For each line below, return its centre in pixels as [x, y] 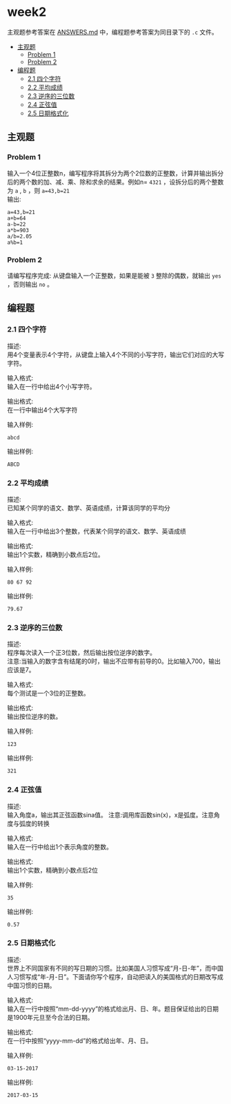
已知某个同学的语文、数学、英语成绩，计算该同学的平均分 [89, 508]
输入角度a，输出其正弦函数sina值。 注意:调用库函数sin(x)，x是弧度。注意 [111, 815]
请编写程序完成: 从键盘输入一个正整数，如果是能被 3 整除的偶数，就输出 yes [114, 275]
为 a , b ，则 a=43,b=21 [39, 190]
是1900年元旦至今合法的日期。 [51, 1017]
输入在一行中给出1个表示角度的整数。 [60, 846]
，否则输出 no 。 [30, 284]
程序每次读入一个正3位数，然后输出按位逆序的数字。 [82, 653]
